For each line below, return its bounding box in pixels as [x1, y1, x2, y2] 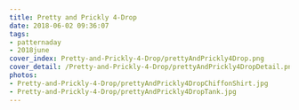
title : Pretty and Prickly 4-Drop [9, 12, 138, 22]
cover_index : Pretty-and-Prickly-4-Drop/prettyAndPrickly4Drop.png [9, 54, 265, 63]
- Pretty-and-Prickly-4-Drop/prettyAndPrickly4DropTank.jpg [9, 87, 238, 96]
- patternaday [9, 37, 62, 47]
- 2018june [9, 46, 50, 55]
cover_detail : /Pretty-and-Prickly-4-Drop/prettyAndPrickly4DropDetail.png [9, 63, 296, 72]
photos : [9, 71, 38, 80]
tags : [9, 29, 29, 38]
